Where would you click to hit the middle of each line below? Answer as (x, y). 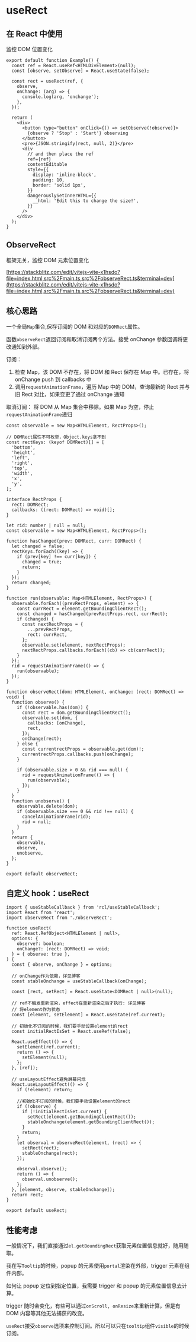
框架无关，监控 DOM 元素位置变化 (48, 260)
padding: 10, (49, 180)
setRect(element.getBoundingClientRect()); (82, 1117)
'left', (21, 458)
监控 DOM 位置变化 (30, 49)
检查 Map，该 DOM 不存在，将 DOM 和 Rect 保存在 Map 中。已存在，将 (102, 371)
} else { (28, 744)
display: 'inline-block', (64, 175)
